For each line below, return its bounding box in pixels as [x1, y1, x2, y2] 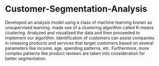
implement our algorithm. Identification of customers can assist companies [5, 35, 155, 41]
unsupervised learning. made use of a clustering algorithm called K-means [5, 24, 154, 30]
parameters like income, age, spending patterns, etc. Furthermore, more [5, 45, 149, 51]
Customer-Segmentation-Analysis [5, 3, 147, 15]
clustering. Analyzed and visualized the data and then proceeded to [5, 30, 141, 35]
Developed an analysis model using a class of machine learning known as [5, 19, 152, 25]
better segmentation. [5, 55, 47, 61]
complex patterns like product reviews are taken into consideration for [5, 50, 145, 56]
